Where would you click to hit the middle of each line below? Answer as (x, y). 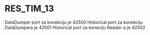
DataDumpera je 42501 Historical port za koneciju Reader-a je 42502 (75, 27)
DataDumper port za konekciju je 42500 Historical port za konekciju (74, 22)
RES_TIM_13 (29, 9)
